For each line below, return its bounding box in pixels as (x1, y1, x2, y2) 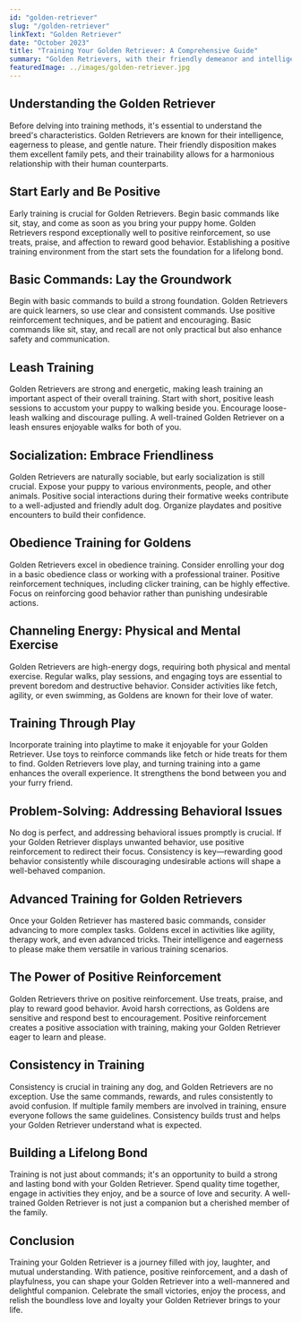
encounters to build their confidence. (9, 509, 146, 520)
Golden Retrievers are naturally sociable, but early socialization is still (9, 471, 265, 482)
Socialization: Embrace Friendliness (9, 447, 214, 462)
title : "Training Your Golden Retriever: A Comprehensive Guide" (9, 47, 258, 56)
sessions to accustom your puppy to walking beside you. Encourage (9, 402, 262, 413)
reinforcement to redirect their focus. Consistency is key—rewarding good (9, 846, 283, 857)
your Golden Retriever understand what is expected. (9, 1119, 202, 1130)
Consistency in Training (9, 1058, 145, 1073)
